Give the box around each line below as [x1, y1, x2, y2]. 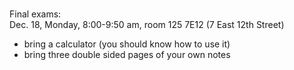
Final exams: [9, 8, 62, 20]
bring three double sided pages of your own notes [23, 49, 231, 60]
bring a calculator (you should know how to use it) [23, 38, 231, 50]
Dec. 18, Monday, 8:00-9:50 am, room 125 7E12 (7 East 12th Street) [9, 19, 285, 30]
